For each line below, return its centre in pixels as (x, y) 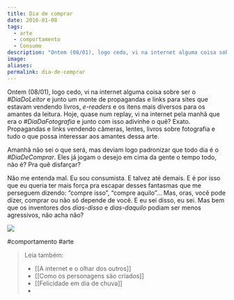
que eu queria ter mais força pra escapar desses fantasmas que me (104, 185)
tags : (15, 26)
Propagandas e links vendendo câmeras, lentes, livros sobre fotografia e (111, 129)
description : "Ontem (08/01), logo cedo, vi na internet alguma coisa (112, 53)
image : (17, 59)
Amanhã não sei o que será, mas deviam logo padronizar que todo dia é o (113, 150)
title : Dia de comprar (40, 14)
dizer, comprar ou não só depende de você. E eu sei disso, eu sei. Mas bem (116, 200)
